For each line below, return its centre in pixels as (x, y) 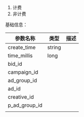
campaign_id (23, 72)
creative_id (21, 97)
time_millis (20, 56)
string (54, 47)
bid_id (15, 64)
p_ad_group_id (25, 105)
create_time (22, 47)
